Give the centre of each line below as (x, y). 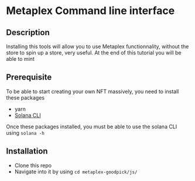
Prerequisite (29, 77)
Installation (27, 151)
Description (28, 33)
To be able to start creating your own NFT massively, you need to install (93, 91)
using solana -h (25, 132)
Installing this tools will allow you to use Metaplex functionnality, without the (97, 46)
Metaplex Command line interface (90, 11)
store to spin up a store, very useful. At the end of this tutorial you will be (94, 53)
